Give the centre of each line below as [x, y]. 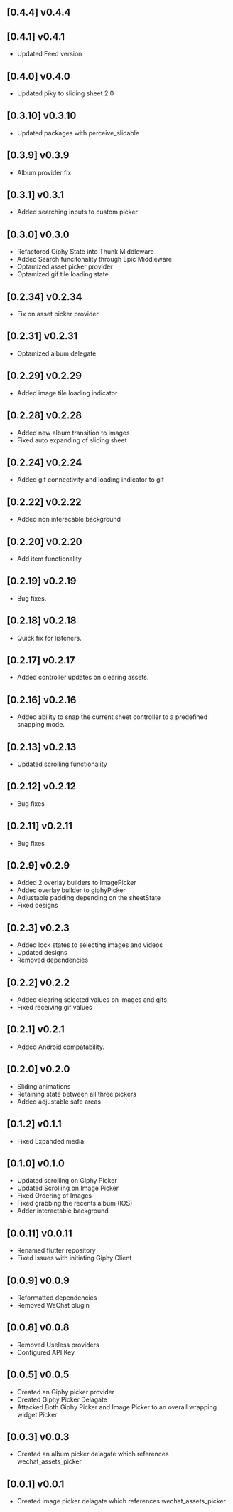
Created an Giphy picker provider [66, 1392]
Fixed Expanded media [50, 1141]
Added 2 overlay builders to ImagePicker [76, 883]
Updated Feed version [49, 54]
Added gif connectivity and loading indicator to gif [91, 480]
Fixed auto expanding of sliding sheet [72, 440]
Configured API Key [46, 1352]
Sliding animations [44, 1086]
